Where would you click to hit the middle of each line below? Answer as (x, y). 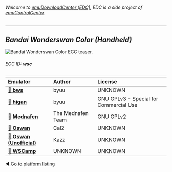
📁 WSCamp (22, 151)
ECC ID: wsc (19, 64)
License (107, 82)
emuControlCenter (25, 12)
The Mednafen (71, 113)
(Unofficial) (22, 143)
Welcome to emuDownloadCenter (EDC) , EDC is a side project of (74, 7)
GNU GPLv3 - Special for (128, 99)
